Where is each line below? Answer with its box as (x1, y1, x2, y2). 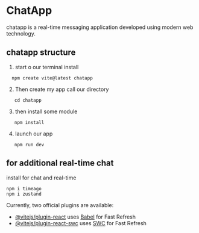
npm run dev (14, 141, 45, 148)
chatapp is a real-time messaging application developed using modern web (6, 23, 194, 31)
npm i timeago (6, 185, 42, 191)
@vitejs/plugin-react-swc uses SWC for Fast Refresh (14, 219, 147, 226)
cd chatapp (14, 97, 42, 103)
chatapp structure (6, 48, 76, 58)
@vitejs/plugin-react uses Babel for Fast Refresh (14, 213, 136, 220)
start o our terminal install (14, 63, 79, 70)
